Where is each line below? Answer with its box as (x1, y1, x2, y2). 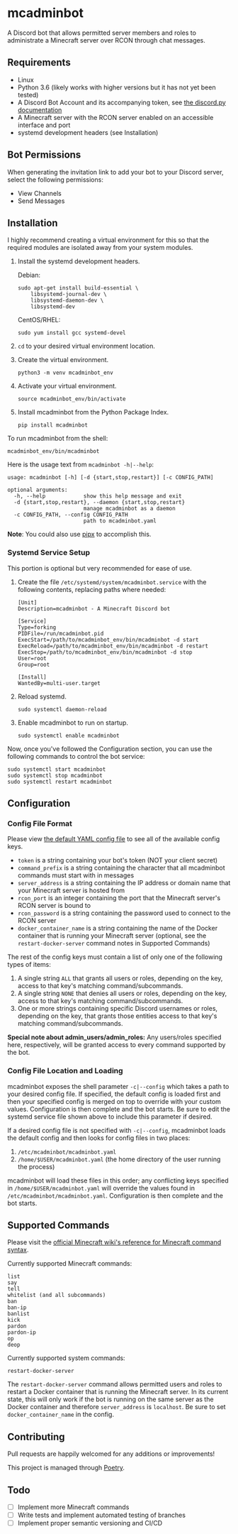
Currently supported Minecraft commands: (7, 1259, 132, 1268)
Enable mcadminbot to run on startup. (17, 718, 129, 727)
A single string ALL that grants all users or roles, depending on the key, (17, 974, 223, 982)
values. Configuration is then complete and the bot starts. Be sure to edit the (7, 1105, 230, 1113)
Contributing (7, 1430, 65, 1442)
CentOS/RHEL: (17, 316, 61, 324)
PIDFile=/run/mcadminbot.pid (17, 630, 104, 637)
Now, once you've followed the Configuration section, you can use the (7, 744, 212, 753)
